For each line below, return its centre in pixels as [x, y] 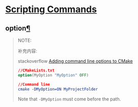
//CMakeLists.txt [36, 70]
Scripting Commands [51, 9]
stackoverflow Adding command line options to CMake [75, 61]
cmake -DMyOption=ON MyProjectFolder [58, 89]
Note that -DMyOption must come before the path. [69, 99]
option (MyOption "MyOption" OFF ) [53, 75]
